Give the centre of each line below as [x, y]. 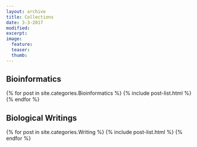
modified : [18, 28]
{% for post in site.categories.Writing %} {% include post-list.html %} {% [94, 132]
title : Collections [30, 17]
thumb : [19, 55]
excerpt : [17, 34]
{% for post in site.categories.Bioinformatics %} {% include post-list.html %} [99, 93]
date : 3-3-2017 [25, 22]
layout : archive [26, 11]
